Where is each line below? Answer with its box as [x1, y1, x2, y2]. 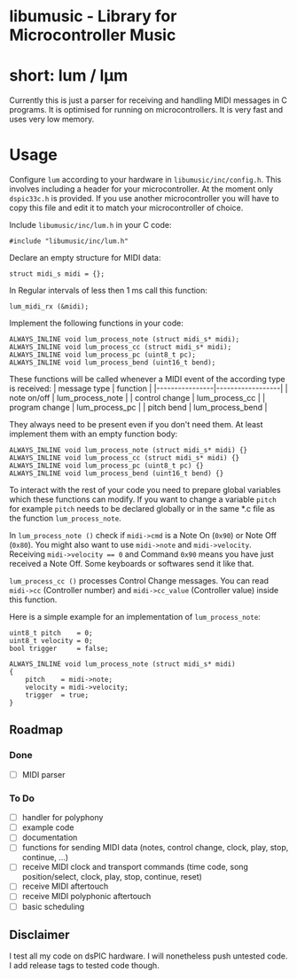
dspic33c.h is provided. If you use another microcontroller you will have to [9, 193, 279, 204]
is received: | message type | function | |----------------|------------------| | [9, 383, 288, 394]
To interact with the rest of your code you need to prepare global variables [9, 485, 281, 496]
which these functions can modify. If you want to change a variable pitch [9, 494, 277, 505]
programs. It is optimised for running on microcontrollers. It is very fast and [9, 105, 284, 115]
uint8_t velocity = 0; [9, 637, 93, 646]
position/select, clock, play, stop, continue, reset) [21, 872, 202, 882]
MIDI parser [21, 769, 66, 779]
